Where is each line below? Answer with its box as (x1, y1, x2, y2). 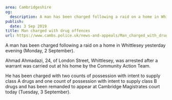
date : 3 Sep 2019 (10, 23, 47, 29)
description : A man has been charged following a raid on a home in (10, 14, 159, 19)
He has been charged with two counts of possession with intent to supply (5, 73, 160, 79)
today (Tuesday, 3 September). (5, 89, 71, 95)
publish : (5, 19, 24, 24)
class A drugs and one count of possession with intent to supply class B (5, 78, 157, 84)
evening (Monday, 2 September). (5, 48, 75, 54)
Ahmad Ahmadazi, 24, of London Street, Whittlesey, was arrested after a (5, 57, 158, 63)
